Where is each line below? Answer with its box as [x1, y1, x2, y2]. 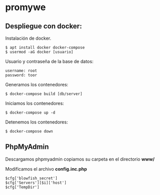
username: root [5, 68, 37, 73]
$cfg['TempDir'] [5, 184, 39, 189]
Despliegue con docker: [5, 22, 82, 30]
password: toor [5, 73, 37, 78]
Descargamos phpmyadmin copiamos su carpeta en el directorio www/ [5, 156, 155, 162]
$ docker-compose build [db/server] [5, 91, 83, 96]
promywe [5, 2, 46, 13]
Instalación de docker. [5, 35, 52, 41]
